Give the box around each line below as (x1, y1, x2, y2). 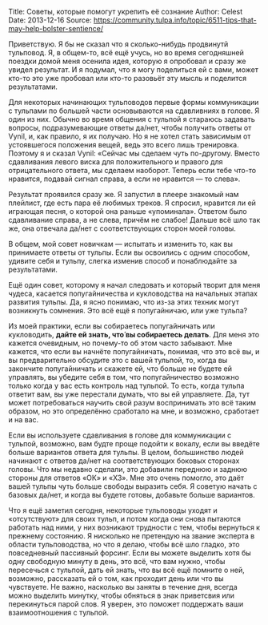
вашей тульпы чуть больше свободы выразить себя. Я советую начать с (8, 482, 258, 491)
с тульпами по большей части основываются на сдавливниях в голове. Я (8, 106, 260, 115)
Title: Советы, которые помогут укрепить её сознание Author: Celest (8, 7, 242, 16)
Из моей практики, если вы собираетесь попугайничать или (8, 321, 216, 331)
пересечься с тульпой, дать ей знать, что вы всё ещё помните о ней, (8, 565, 246, 575)
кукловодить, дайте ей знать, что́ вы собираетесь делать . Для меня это (8, 330, 260, 339)
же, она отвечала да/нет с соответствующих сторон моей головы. (8, 224, 236, 233)
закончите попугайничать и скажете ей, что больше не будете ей (8, 364, 232, 373)
